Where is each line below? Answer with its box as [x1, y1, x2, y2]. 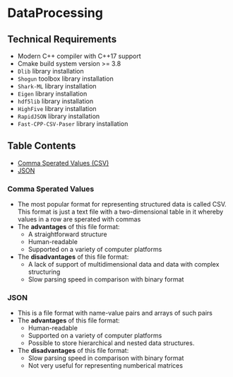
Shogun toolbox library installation [17, 74, 114, 83]
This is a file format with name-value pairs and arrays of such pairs [17, 309, 213, 318]
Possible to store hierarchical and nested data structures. [28, 339, 195, 347]
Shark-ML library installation [17, 82, 97, 90]
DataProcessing [7, 5, 104, 21]
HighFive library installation [17, 105, 97, 112]
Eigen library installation [17, 90, 88, 98]
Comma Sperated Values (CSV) [17, 158, 109, 167]
